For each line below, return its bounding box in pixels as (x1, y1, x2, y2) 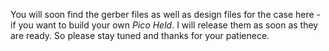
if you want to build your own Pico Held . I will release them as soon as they (10, 19, 319, 31)
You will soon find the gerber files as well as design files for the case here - (10, 9, 321, 20)
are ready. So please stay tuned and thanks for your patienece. (10, 30, 270, 41)
